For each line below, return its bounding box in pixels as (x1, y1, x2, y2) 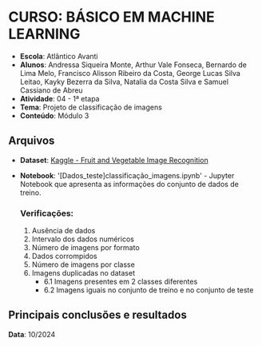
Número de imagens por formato (31, 243, 140, 253)
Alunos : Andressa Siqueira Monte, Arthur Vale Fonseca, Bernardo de (19, 60, 248, 70)
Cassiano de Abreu (19, 85, 83, 95)
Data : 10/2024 (8, 329, 56, 339)
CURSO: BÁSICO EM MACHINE (8, 8, 215, 26)
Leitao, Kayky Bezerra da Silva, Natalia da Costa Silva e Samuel (19, 77, 229, 86)
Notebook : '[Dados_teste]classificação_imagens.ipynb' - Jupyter (19, 170, 235, 180)
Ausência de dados (31, 226, 96, 236)
